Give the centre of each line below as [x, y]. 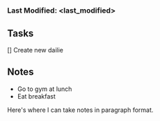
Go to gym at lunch [45, 89]
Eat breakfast [36, 96]
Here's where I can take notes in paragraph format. [80, 110]
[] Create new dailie [35, 50]
